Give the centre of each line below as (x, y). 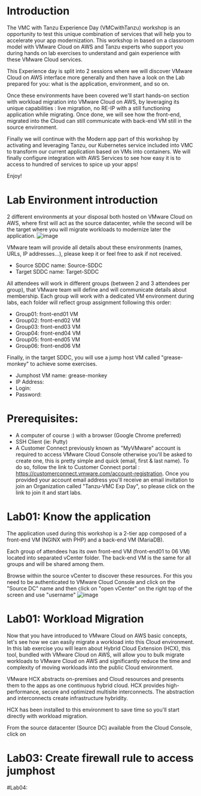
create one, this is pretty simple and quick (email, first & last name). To (102, 461)
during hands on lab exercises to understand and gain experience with (94, 53)
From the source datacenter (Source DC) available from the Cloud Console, (99, 727)
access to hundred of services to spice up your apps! (72, 164)
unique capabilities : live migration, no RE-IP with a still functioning (89, 108)
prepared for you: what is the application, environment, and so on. (88, 84)
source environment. (32, 127)
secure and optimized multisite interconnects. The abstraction (118, 691)
